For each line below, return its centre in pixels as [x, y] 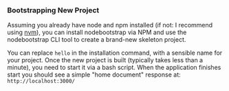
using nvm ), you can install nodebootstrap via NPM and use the [97, 32]
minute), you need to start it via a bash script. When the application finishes [114, 68]
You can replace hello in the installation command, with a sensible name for [115, 53]
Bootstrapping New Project [53, 10]
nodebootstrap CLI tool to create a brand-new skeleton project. [97, 40]
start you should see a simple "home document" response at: [94, 75]
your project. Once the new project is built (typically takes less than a [105, 60]
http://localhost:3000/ [41, 81]
